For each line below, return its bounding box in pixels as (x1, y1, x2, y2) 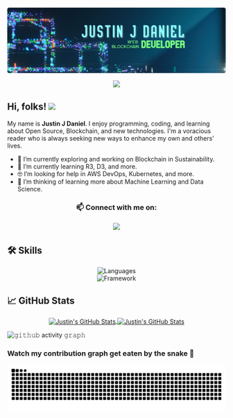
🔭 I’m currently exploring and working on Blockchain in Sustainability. (17, 155, 215, 163)
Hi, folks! (7, 101, 47, 113)
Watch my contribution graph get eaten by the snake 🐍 (7, 349, 194, 358)
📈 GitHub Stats (7, 295, 75, 307)
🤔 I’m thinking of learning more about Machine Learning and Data (17, 177, 204, 186)
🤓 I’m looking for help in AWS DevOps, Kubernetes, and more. (17, 169, 194, 177)
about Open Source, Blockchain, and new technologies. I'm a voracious (7, 126, 212, 135)
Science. (17, 184, 43, 193)
